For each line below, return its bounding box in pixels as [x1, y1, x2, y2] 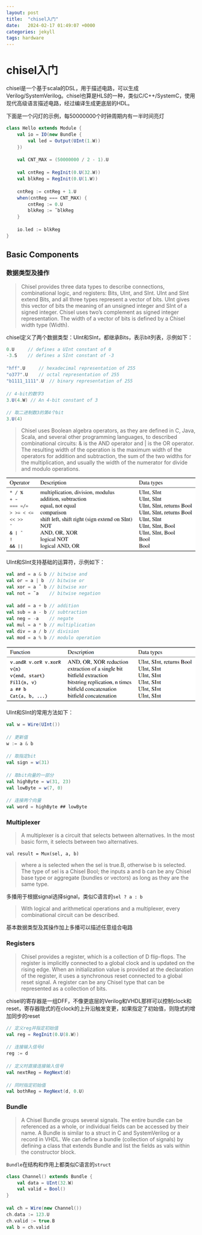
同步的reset [11, 1012, 40, 1019]
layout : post [6, 10, 39, 16]
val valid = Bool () [17, 1186, 66, 1192]
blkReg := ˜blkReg [28, 207, 74, 213]
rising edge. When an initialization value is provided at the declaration [20, 966, 194, 973]
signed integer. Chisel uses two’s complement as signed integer [20, 308, 179, 316]
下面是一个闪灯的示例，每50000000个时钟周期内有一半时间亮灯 [6, 112, 165, 120]
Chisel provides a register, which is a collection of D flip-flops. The [20, 953, 186, 960]
